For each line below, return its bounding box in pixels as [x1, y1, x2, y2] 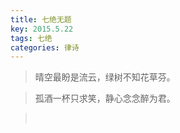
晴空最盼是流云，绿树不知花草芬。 [34, 71, 176, 83]
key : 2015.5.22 [10, 24, 74, 34]
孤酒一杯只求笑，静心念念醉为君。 [34, 92, 176, 105]
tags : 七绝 [10, 33, 53, 43]
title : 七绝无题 [10, 14, 72, 25]
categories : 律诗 [10, 42, 80, 53]
